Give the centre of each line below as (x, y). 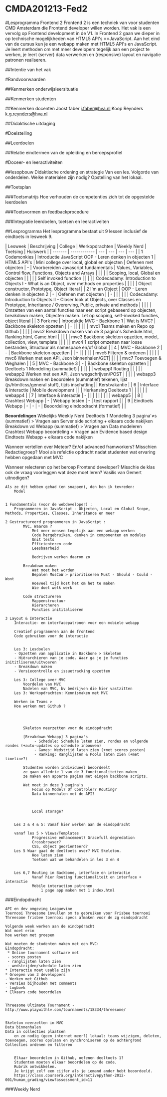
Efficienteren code (52, 544)
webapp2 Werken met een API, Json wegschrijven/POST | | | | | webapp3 (81, 374)
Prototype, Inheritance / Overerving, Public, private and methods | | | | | (78, 305)
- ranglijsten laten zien (34, 961)
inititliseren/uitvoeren (31, 662)
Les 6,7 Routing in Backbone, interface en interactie (72, 872)
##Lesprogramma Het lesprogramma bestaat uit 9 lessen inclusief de (76, 231)
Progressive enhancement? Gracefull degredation (83, 837)
